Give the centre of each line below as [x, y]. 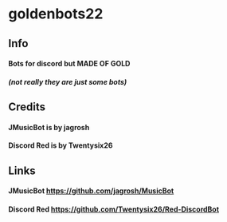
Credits [27, 107]
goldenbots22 [56, 14]
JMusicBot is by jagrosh [49, 127]
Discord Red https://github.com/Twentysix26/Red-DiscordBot [114, 209]
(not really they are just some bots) [68, 81]
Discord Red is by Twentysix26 [61, 145]
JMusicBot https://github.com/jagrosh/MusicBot [91, 191]
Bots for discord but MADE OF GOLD [69, 64]
